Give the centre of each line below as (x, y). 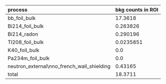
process (17, 10)
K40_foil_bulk (24, 50)
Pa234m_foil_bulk (29, 58)
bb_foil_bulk (22, 18)
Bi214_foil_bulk (26, 26)
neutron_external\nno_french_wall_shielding (59, 66)
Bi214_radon (23, 34)
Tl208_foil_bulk (26, 42)
